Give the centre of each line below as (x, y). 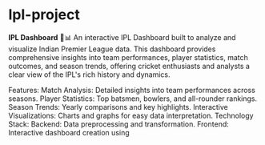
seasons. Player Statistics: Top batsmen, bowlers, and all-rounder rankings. (133, 99)
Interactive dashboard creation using (69, 132)
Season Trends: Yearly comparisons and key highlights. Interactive (118, 107)
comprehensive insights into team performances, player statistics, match (128, 57)
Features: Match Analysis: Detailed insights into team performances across (132, 90)
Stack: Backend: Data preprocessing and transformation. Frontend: (119, 124)
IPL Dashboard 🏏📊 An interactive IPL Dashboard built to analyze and (122, 37)
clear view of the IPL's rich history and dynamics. (89, 75)
